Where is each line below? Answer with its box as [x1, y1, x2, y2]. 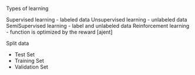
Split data [6, 40, 29, 47]
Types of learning [6, 5, 49, 12]
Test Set [14, 51, 35, 58]
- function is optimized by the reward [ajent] [6, 28, 113, 35]
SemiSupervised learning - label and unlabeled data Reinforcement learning [6, 23, 190, 29]
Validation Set [14, 63, 49, 70]
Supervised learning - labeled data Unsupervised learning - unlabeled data [6, 16, 187, 23]
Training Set [14, 58, 44, 64]
